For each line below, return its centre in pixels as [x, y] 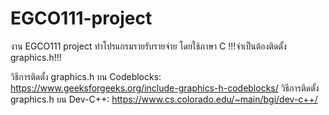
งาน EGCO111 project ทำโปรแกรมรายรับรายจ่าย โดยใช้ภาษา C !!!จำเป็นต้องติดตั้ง [148, 46]
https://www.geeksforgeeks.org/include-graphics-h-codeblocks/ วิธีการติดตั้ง [165, 88]
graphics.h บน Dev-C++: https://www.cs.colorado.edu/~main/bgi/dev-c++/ [164, 99]
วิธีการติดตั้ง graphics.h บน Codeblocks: [86, 76]
